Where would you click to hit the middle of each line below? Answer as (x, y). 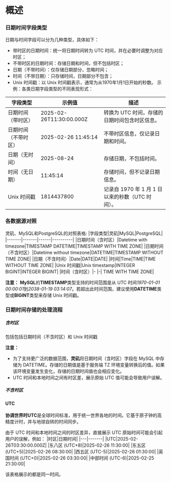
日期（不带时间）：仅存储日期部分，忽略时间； (61, 70)
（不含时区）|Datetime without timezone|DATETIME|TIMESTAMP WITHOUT (84, 252)
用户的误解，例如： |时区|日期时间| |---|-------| (55, 439)
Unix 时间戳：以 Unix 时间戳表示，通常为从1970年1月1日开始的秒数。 (84, 83)
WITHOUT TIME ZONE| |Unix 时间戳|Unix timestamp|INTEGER (70, 265)
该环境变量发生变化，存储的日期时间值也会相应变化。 (68, 371)
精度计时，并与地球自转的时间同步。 (43, 422)
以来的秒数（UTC (124, 197)
